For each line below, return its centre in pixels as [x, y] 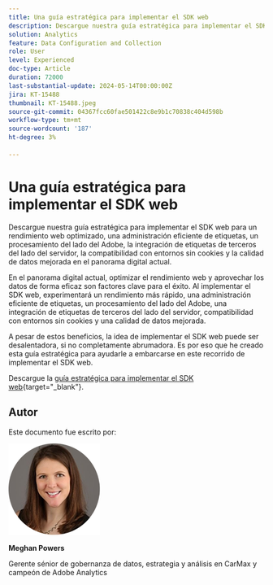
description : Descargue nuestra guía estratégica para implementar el [130, 26]
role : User [27, 52]
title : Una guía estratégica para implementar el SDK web [108, 17]
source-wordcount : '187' [50, 129]
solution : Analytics [43, 34]
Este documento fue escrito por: [63, 432]
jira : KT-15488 [34, 94]
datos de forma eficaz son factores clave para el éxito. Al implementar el [130, 286]
